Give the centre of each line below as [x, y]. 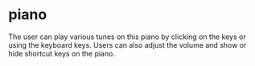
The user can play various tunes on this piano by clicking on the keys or [127, 37]
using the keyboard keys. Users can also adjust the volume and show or [127, 45]
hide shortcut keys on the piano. [62, 53]
